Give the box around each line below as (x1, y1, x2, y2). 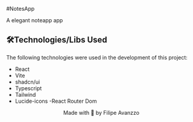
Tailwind (14, 91, 36, 98)
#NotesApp (6, 5, 35, 12)
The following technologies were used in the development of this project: (6, 53, 188, 61)
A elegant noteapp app (6, 17, 63, 23)
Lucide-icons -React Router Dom (14, 97, 97, 105)
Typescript (14, 84, 42, 92)
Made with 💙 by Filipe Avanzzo (63, 109, 140, 116)
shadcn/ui (14, 78, 40, 85)
